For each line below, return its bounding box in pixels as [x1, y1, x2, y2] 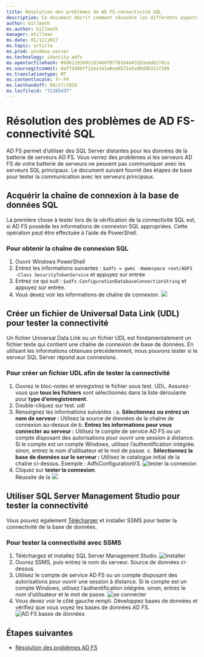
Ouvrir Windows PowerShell [15, 257, 86, 265]
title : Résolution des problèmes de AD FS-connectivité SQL [6, 9, 162, 15]
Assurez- [168, 383, 191, 390]
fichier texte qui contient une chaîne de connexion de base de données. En [6, 341, 194, 348]
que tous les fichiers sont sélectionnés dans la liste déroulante [29, 389, 186, 397]
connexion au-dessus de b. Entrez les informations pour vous [15, 421, 172, 429]
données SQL [6, 200, 58, 210]
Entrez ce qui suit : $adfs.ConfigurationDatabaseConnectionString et [15, 277, 187, 284]
